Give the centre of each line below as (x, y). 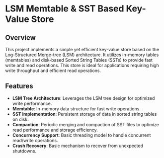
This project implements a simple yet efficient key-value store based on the (82, 49)
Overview (21, 38)
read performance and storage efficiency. (55, 130)
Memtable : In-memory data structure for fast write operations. (76, 109)
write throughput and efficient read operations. (53, 71)
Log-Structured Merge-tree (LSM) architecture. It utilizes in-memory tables (82, 55)
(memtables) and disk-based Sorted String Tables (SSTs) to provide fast (79, 60)
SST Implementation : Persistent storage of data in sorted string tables (84, 114)
